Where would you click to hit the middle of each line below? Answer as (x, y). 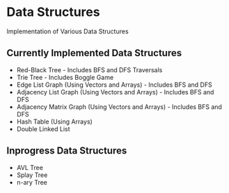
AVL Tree (30, 167)
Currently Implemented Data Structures (94, 53)
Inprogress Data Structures (67, 151)
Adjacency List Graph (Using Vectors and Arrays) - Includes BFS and (115, 92)
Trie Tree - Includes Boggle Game (65, 77)
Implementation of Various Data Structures (68, 31)
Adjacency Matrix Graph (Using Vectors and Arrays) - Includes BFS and (119, 107)
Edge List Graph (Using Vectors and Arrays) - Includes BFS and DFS (114, 85)
